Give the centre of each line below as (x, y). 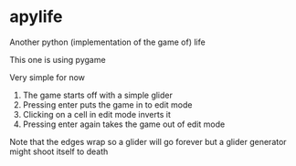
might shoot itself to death (59, 151)
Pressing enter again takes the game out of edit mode (124, 124)
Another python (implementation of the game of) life (107, 42)
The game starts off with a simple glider (98, 95)
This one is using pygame (58, 59)
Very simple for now (47, 77)
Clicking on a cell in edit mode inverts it (96, 114)
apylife (36, 17)
